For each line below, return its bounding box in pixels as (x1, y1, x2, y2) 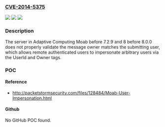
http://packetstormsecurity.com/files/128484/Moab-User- (12, 90, 131, 95)
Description (5, 28, 34, 34)
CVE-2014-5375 (5, 3, 45, 10)
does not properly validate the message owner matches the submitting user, (5, 44, 161, 50)
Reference (5, 79, 27, 85)
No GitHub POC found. (5, 117, 51, 123)
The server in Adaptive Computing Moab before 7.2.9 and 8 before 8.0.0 (5, 38, 152, 45)
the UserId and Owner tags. (5, 54, 62, 60)
